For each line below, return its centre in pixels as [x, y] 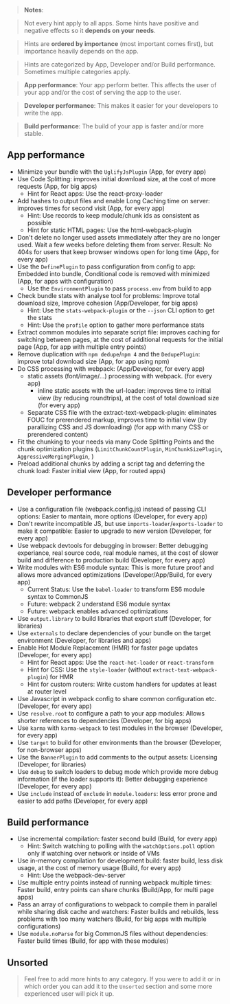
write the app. [44, 113]
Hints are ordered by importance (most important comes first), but [118, 44]
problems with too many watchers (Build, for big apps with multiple [112, 919]
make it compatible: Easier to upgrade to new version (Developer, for [114, 531]
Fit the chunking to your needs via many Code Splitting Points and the [116, 442]
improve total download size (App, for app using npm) [93, 361]
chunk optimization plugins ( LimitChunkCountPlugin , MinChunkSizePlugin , [120, 448]
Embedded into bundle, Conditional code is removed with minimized [113, 273]
